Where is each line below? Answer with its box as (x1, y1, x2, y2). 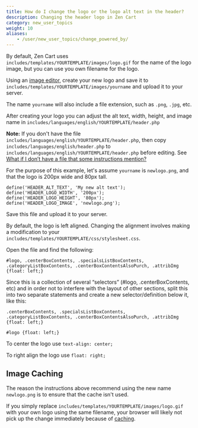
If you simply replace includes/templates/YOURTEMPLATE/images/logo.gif (6, 402, 184, 410)
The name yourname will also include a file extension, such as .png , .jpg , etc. (6, 101, 192, 107)
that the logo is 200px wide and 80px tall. (6, 173, 108, 180)
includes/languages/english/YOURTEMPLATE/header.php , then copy (6, 137, 167, 143)
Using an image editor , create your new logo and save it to (6, 77, 149, 84)
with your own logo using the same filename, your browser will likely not (6, 408, 183, 416)
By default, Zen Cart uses (6, 53, 69, 59)
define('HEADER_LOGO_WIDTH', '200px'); (6, 190, 105, 196)
